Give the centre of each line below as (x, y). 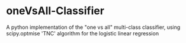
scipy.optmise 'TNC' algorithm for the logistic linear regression (82, 33)
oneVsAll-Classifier (55, 11)
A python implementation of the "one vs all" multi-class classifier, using (93, 27)
